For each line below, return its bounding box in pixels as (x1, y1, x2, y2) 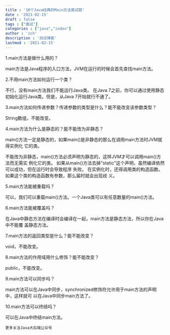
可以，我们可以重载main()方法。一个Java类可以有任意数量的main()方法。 (5, 194, 157, 200)
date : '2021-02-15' (5, 12, 49, 17)
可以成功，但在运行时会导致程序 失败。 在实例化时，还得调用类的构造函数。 (5, 166, 163, 172)
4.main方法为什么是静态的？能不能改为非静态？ (5, 125, 104, 132)
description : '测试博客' (5, 36, 57, 41)
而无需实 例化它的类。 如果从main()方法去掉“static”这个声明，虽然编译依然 (9, 160, 165, 166)
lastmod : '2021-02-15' (5, 40, 56, 46)
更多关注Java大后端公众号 (5, 325, 52, 330)
